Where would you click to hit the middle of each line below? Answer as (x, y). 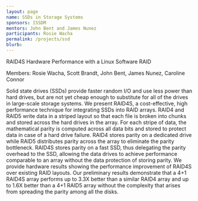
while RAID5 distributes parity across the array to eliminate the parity (90, 141)
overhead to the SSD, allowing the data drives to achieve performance (92, 154)
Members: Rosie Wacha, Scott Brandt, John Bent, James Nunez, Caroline (96, 73)
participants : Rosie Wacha (39, 34)
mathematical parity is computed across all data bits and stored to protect (96, 129)
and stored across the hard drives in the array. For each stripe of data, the (96, 122)
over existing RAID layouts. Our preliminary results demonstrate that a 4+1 (96, 173)
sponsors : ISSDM (26, 23)
